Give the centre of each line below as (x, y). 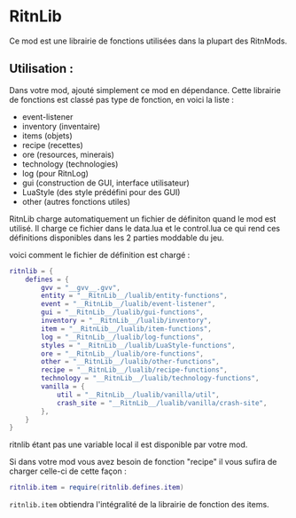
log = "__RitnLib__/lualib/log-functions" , (122, 337)
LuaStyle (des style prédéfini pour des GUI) (101, 192)
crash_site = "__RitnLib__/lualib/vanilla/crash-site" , (162, 403)
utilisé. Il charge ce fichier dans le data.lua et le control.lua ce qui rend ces (145, 228)
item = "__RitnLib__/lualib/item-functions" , (127, 329)
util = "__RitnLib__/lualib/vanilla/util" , (138, 395)
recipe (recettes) (53, 145)
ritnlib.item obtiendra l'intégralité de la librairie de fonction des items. (139, 505)
